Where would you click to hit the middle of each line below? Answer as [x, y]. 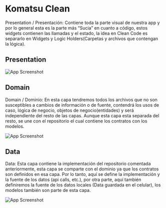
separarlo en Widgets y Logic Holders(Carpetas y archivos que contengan [82, 39]
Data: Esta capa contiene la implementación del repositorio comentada [78, 164]
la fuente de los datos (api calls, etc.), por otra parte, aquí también [73, 180]
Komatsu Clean [37, 9]
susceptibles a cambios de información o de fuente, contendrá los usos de [82, 105]
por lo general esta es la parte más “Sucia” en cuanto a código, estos [76, 28]
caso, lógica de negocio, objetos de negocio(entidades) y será [69, 110]
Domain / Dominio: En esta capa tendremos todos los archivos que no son [81, 99]
